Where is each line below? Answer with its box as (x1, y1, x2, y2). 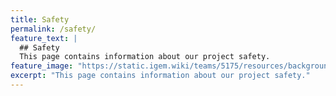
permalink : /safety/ (10, 24, 97, 34)
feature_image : (10, 61, 74, 71)
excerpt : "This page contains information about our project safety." (10, 71, 311, 81)
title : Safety (10, 14, 70, 25)
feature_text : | (10, 33, 78, 43)
